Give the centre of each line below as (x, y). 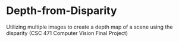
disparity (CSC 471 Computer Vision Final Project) (67, 33)
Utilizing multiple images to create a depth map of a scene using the (90, 27)
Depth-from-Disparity (62, 11)
